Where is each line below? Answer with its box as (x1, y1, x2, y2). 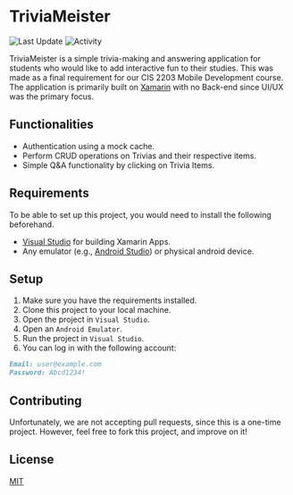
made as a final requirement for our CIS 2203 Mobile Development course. (9, 71, 284, 82)
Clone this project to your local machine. (21, 305, 172, 315)
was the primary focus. (9, 91, 95, 102)
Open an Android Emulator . (21, 323, 123, 334)
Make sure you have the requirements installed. (21, 295, 197, 306)
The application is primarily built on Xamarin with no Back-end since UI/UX (9, 81, 284, 92)
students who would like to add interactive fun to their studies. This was (9, 63, 274, 73)
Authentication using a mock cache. (21, 140, 155, 151)
